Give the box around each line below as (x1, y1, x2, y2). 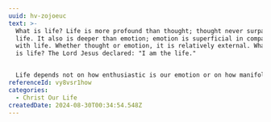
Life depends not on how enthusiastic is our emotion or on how (15, 71, 236, 79)
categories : (8, 86, 48, 94)
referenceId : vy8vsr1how (8, 78, 92, 86)
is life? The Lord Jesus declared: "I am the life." (15, 49, 197, 57)
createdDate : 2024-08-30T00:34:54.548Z (8, 101, 143, 109)
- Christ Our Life (15, 94, 78, 102)
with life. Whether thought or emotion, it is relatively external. (15, 42, 251, 50)
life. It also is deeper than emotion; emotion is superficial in (15, 34, 244, 43)
